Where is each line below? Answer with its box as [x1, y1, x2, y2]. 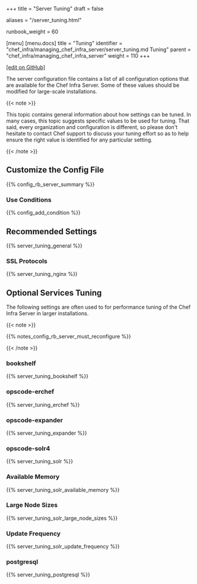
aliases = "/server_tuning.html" [6, 17, 82, 23]
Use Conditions [6, 196, 52, 204]
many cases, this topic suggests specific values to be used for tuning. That [6, 117, 190, 124]
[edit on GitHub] [6, 64, 46, 71]
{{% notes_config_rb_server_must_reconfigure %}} [6, 333, 132, 340]
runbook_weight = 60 [6, 28, 59, 35]
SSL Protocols [6, 257, 47, 265]
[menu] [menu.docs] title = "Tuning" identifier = [6, 40, 123, 46]
